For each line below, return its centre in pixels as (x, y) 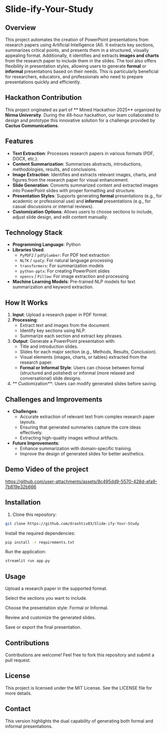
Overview (21, 28)
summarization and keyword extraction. (53, 287)
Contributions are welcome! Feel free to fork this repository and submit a (80, 655)
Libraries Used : (28, 250)
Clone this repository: (34, 514)
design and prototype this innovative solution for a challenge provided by (80, 120)
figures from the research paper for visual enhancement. (71, 180)
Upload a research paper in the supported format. (56, 589)
